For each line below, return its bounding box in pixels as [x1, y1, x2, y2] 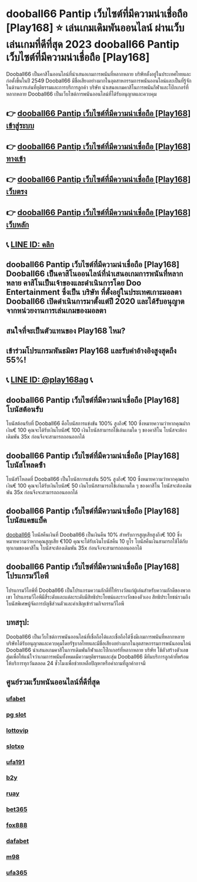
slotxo [6, 742, 25, 750]
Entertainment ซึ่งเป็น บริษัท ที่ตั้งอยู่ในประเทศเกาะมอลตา [6, 287, 182, 297]
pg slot [6, 710, 26, 719]
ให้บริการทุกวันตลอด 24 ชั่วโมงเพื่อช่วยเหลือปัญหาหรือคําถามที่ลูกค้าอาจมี [6, 659, 146, 667]
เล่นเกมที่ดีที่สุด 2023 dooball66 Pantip [6, 38, 179, 51]
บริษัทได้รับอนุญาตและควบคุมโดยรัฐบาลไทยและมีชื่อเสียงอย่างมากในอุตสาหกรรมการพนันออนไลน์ [6, 640, 191, 647]
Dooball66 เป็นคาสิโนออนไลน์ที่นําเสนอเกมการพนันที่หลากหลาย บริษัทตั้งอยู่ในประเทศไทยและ [6, 70, 191, 77]
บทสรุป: [6, 617, 29, 627]
